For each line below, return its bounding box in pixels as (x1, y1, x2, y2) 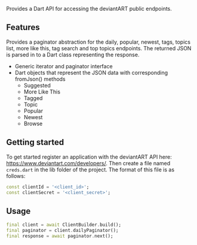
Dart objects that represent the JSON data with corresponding (14, 69, 168, 76)
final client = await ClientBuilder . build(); (6, 222, 121, 228)
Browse (23, 120, 43, 127)
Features (6, 22, 40, 32)
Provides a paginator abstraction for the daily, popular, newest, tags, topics (6, 38, 191, 46)
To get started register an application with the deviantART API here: (6, 153, 172, 161)
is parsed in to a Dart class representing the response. (6, 51, 140, 58)
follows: (6, 172, 26, 179)
